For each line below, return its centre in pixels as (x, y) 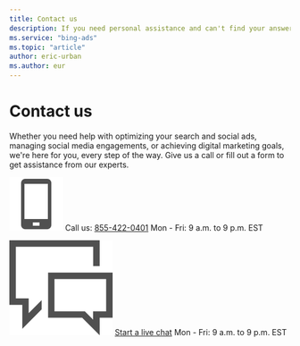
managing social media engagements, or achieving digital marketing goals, (147, 145)
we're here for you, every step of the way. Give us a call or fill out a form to (147, 155)
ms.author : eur (37, 66)
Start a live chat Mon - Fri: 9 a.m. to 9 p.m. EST (201, 332)
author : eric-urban (46, 57)
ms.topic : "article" (48, 47)
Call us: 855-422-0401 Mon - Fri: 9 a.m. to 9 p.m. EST (164, 227)
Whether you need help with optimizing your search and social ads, (133, 136)
